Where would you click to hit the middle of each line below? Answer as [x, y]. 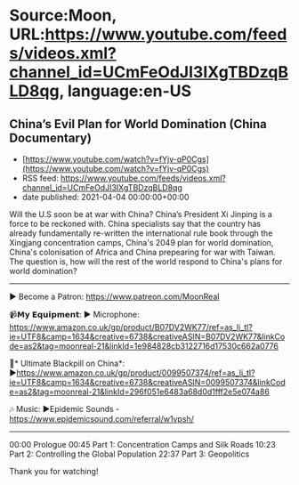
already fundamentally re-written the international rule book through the [141, 233]
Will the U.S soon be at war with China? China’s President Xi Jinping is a [141, 214]
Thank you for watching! [54, 471]
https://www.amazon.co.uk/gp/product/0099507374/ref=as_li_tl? [136, 373]
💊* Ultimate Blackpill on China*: [67, 363]
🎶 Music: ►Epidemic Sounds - [65, 409]
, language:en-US [125, 91]
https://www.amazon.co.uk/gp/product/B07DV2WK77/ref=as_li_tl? [131, 327]
